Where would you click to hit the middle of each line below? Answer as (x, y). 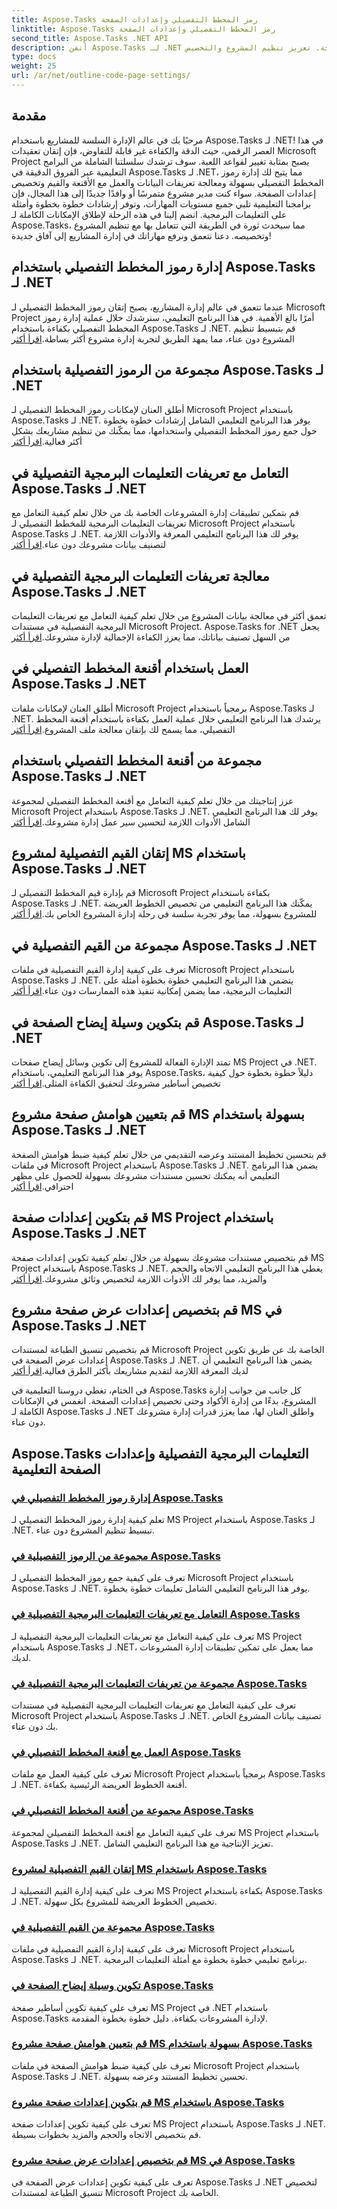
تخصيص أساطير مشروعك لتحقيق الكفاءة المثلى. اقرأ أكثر (116, 1083)
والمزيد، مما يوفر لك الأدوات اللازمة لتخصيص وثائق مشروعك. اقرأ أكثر (139, 1278)
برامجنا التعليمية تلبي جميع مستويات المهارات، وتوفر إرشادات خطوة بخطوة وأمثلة (161, 203)
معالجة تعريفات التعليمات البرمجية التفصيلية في (140, 576)
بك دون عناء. (35, 1727)
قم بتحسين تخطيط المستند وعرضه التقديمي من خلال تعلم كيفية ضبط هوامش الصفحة (169, 1154)
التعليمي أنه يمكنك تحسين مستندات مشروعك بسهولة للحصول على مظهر (146, 1175)
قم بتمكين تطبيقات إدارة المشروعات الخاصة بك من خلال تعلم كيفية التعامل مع (155, 513)
